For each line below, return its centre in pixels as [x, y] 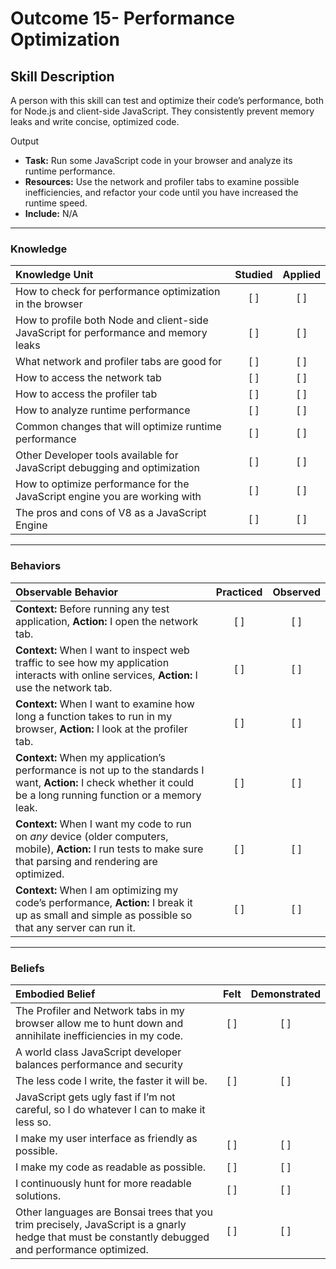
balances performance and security [99, 1064]
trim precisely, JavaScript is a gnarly [101, 1224]
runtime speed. [56, 203]
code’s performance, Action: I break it [104, 902]
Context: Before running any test [92, 609]
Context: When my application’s [90, 757]
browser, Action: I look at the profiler [101, 729]
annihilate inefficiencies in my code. [99, 1035]
